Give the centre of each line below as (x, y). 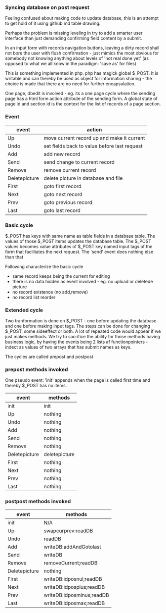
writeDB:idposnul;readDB (73, 579)
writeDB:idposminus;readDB (77, 595)
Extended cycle (24, 310)
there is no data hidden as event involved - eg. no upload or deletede (83, 281)
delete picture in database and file (83, 178)
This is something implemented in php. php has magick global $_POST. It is (82, 73)
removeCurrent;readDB (71, 562)
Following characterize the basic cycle (44, 266)
